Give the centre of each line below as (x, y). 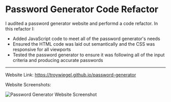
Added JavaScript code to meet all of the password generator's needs (86, 39)
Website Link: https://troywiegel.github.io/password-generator (71, 75)
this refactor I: (20, 28)
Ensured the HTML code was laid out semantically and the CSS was (84, 44)
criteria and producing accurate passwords (58, 60)
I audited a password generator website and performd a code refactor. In (82, 23)
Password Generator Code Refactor (82, 9)
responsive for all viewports (42, 49)
